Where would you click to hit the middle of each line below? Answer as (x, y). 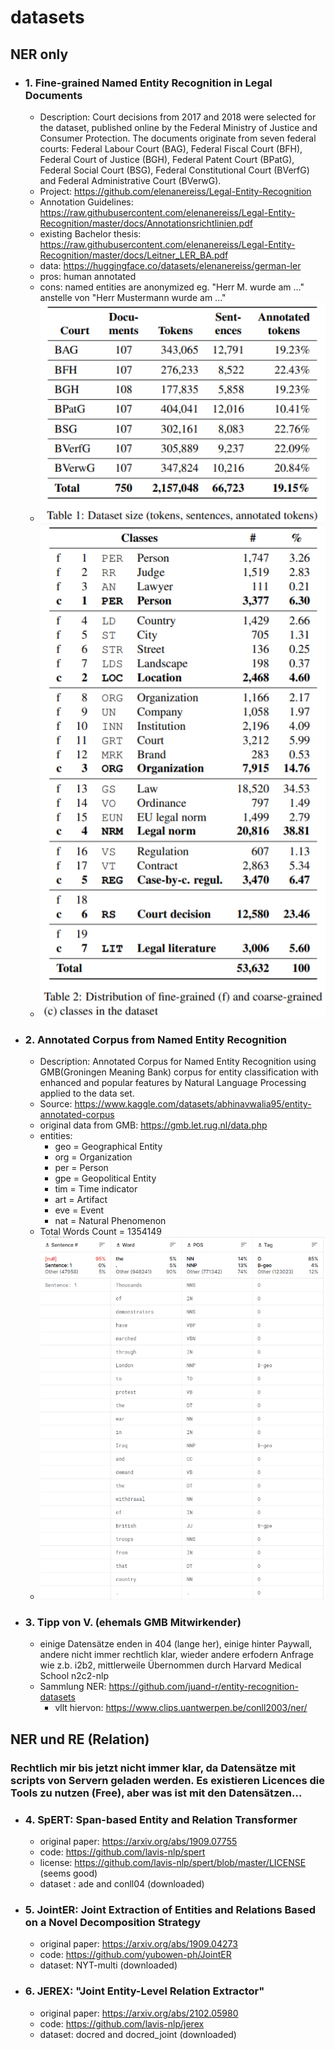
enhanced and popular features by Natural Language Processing (173, 1083)
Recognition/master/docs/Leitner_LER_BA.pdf (134, 255)
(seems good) (68, 1873)
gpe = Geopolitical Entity (105, 1178)
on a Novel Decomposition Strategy (113, 1923)
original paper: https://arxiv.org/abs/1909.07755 (138, 1842)
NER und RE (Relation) (80, 1739)
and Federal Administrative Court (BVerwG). (130, 180)
